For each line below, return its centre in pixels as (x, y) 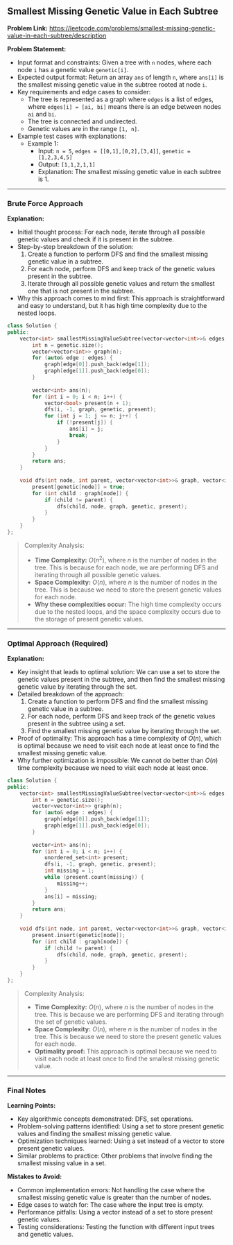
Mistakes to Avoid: (35, 1177)
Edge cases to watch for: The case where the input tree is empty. (111, 1205)
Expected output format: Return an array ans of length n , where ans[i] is (120, 77)
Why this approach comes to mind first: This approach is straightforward (121, 298)
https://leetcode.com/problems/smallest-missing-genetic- (132, 28)
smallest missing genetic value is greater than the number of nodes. (114, 1197)
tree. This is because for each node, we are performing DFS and (126, 567)
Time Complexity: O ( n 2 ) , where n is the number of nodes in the (126, 559)
